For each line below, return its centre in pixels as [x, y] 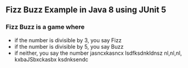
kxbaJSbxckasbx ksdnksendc [51, 59]
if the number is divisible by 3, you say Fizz [68, 40]
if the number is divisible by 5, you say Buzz [69, 46]
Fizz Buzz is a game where [45, 27]
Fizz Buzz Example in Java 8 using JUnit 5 [86, 10]
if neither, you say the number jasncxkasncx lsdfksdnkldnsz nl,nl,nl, [98, 53]
